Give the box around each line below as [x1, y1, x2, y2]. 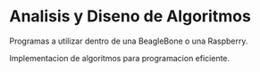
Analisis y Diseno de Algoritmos [9, 6, 252, 27]
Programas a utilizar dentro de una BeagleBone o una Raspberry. [9, 36, 248, 46]
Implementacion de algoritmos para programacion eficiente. [9, 52, 231, 63]
